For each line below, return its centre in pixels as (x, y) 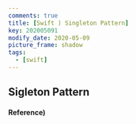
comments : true (33, 15)
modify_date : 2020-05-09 (49, 38)
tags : (17, 52)
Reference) (27, 112)
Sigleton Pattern (49, 92)
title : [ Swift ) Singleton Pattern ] (68, 23)
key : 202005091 (33, 30)
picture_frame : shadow (45, 45)
